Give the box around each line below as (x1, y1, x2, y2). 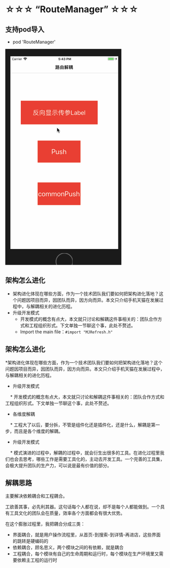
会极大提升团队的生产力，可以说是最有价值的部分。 (5, 462, 112, 468)
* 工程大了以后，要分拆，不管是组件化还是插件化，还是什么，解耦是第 (10, 422, 156, 428)
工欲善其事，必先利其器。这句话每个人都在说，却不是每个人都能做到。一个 (5, 504, 160, 510)
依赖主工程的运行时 (17, 557, 57, 563)
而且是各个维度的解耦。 (14, 428, 63, 434)
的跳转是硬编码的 (12, 538, 49, 544)
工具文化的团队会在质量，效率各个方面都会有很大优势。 (9, 510, 125, 516)
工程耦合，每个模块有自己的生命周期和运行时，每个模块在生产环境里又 (12, 551, 159, 557)
